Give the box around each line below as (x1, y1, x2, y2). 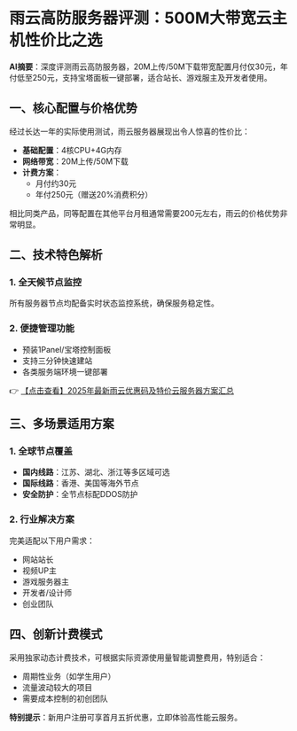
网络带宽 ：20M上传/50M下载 (21, 156, 129, 167)
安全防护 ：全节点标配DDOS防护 (21, 489, 138, 500)
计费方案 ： (21, 167, 62, 177)
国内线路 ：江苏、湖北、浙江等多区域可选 (21, 467, 170, 478)
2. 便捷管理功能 (9, 323, 75, 335)
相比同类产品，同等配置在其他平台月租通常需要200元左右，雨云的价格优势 (9, 207, 281, 218)
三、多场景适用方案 (9, 416, 114, 432)
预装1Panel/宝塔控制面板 (21, 344, 112, 354)
